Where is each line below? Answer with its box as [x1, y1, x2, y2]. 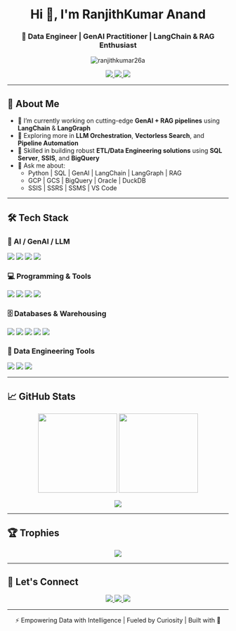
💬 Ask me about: [17, 161, 65, 170]
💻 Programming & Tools [7, 271, 91, 281]
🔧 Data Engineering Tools [7, 346, 95, 356]
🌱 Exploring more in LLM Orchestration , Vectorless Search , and [17, 132, 205, 140]
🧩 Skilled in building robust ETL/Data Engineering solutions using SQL [17, 146, 223, 155]
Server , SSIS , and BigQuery [17, 154, 100, 163]
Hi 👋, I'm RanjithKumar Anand [30, 6, 206, 23]
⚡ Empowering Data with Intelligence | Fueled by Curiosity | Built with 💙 [15, 616, 221, 625]
